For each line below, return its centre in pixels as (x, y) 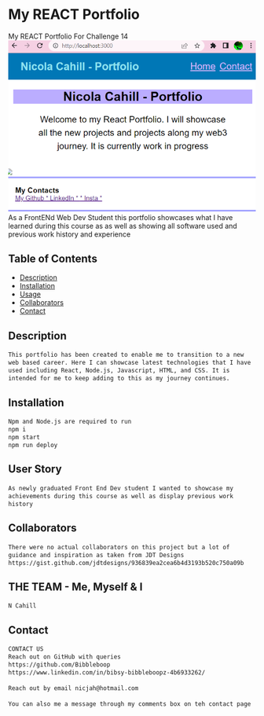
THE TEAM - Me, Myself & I (75, 587)
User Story (35, 469)
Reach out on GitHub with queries (65, 657)
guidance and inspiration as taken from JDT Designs (96, 555)
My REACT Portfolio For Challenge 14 (68, 36)
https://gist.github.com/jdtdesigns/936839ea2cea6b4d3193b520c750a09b (126, 563)
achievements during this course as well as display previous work (121, 496)
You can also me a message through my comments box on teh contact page (130, 704)
